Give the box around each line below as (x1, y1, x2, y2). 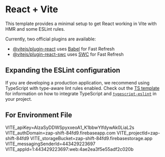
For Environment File (5, 111, 72, 120)
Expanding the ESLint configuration (5, 66, 121, 75)
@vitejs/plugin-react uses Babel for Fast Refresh (12, 46, 115, 52)
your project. (5, 96, 32, 102)
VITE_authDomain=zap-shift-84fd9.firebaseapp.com (5, 129, 116, 136)
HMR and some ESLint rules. (5, 26, 65, 32)
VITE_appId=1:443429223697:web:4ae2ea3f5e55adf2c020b (5, 146, 134, 152)
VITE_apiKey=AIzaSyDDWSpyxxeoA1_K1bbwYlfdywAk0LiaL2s (5, 124, 134, 130)
